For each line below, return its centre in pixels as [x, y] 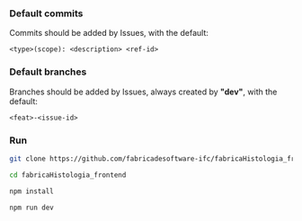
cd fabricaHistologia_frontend [68, 175]
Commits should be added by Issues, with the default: [109, 33]
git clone [28, 159]
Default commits [46, 13]
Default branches [48, 72]
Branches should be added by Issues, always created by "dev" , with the [143, 92]
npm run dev [31, 208]
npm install [31, 191]
